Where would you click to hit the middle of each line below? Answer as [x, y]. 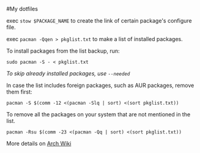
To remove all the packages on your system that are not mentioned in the [98, 114]
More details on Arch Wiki [39, 144]
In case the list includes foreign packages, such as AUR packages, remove [100, 85]
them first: [19, 92]
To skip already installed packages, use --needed [68, 73]
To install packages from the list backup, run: [63, 51]
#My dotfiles [22, 9]
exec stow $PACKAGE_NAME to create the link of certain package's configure [99, 21]
